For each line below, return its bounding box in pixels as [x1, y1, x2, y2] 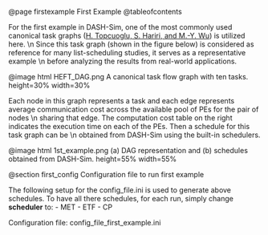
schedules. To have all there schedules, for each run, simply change [8, 194, 234, 203]
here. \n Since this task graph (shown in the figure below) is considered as [8, 39, 254, 49]
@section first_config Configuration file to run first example [8, 170, 205, 179]
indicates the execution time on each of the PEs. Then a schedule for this [8, 122, 250, 131]
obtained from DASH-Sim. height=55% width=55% [8, 154, 177, 164]
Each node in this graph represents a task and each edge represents [8, 96, 235, 105]
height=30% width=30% [8, 80, 91, 90]
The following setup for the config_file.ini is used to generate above [8, 185, 231, 195]
